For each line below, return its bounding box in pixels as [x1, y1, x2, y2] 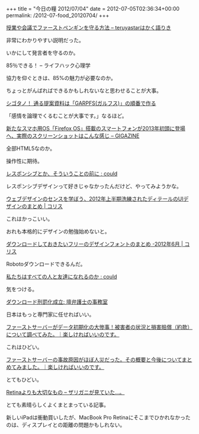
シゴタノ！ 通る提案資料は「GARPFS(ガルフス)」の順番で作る [6, 100, 156, 107]
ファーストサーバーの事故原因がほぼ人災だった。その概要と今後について [6, 356, 182, 363]
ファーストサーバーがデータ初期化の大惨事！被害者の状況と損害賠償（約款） [6, 324, 193, 330]
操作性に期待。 [6, 158, 43, 164]
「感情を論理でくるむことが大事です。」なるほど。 [6, 112, 127, 119]
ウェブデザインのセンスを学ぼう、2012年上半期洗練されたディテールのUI [6, 195, 184, 202]
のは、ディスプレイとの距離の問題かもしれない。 [6, 422, 126, 428]
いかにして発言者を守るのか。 [6, 49, 79, 56]
